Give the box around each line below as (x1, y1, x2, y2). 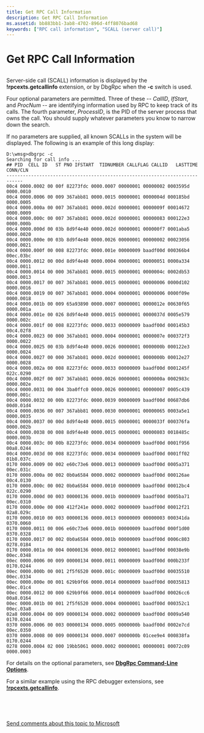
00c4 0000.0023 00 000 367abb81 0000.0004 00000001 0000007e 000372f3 (6, 333, 190, 339)
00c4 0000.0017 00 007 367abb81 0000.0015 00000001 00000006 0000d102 (6, 279, 190, 285)
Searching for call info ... (6, 157, 81, 163)
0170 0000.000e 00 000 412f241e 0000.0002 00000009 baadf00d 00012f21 (6, 504, 190, 510)
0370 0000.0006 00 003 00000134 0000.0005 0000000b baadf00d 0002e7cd (6, 622, 190, 628)
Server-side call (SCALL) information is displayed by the (6, 76, 148, 84)
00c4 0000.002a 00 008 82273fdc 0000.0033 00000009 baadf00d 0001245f (6, 365, 190, 371)
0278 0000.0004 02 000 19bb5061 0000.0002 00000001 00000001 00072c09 (6, 643, 190, 649)
